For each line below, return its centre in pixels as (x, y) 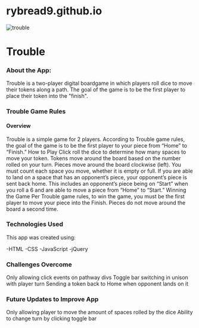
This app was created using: (41, 237)
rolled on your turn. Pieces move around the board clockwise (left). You (94, 164)
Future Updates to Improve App (52, 299)
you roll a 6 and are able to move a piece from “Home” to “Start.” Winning (96, 190)
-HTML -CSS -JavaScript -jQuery (47, 249)
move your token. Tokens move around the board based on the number (94, 158)
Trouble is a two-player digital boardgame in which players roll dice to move (99, 83)
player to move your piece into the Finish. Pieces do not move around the (96, 203)
